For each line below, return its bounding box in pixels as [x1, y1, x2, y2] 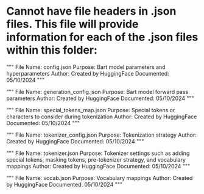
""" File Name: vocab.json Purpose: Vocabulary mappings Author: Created [6, 174, 193, 181]
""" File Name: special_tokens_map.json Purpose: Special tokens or [6, 106, 175, 113]
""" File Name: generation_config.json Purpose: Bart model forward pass [6, 88, 189, 95]
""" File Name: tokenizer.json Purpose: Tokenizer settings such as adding [6, 149, 190, 157]
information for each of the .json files [6, 31, 199, 44]
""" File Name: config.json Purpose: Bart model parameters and [6, 63, 166, 71]
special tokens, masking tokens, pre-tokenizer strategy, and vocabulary [6, 156, 186, 163]
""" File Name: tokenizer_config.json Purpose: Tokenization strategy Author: [6, 131, 197, 138]
